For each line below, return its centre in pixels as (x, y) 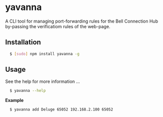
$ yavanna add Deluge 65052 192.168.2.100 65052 (61, 109)
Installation (23, 42)
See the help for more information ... (43, 81)
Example (15, 100)
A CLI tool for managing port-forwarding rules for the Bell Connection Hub (82, 21)
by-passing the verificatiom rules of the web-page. (58, 26)
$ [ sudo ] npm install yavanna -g (45, 54)
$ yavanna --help (28, 91)
